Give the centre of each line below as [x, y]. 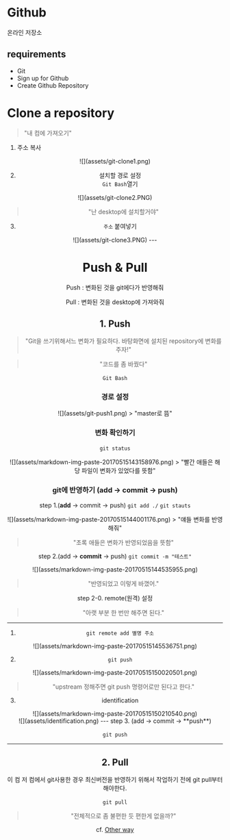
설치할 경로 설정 [120, 175]
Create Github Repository [53, 85]
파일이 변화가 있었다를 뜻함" [118, 471]
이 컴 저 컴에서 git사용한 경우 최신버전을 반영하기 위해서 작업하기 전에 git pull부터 [115, 780]
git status [115, 449]
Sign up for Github [43, 78]
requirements [37, 54]
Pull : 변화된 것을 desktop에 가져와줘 [115, 302]
